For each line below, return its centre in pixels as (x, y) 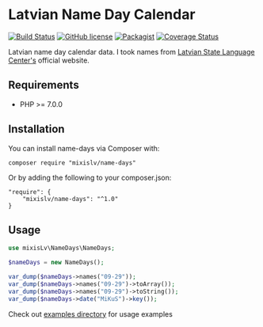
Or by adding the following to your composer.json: (90, 177)
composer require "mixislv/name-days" (72, 163)
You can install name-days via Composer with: (84, 148)
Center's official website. (49, 60)
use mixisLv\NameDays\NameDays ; (61, 248)
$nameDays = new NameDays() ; (56, 263)
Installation (36, 129)
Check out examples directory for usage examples (90, 314)
